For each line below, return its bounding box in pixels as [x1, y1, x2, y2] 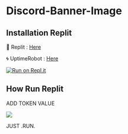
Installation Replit [6, 28, 72, 38]
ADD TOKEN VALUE [6, 100, 55, 107]
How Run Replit [6, 84, 64, 94]
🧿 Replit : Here [6, 43, 41, 50]
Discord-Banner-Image [6, 4, 123, 18]
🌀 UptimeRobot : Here [6, 55, 59, 62]
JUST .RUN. [6, 122, 36, 129]
